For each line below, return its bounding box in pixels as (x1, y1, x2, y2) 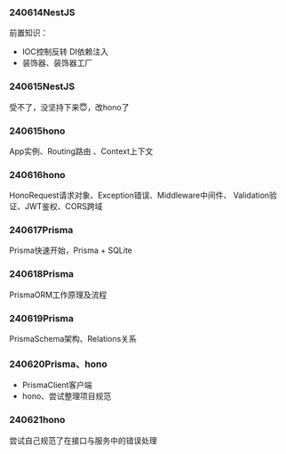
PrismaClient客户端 (21, 380, 93, 391)
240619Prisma (9, 312, 74, 324)
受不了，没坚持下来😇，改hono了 (9, 101, 130, 112)
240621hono (9, 414, 66, 426)
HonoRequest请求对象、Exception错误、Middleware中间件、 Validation (9, 190, 270, 201)
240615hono (9, 125, 66, 137)
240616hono (9, 168, 66, 181)
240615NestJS (9, 80, 75, 93)
